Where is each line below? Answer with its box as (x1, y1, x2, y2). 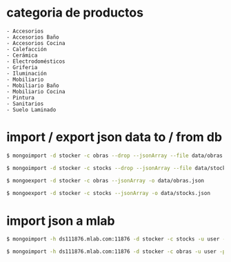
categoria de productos (6, 5, 144, 21)
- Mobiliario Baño (6, 82, 59, 89)
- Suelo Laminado (6, 106, 57, 113)
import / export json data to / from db (6, 129, 222, 145)
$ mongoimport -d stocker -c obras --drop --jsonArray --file (6, 152, 189, 159)
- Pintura (6, 94, 35, 101)
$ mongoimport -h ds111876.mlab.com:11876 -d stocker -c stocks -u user (6, 236, 220, 243)
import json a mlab (6, 213, 115, 229)
